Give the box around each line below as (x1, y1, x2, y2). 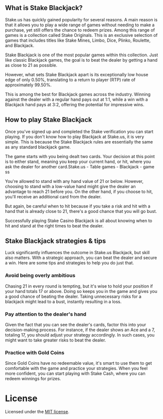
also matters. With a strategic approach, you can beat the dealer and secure (5, 255, 157, 261)
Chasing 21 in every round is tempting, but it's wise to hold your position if (5, 283, 153, 289)
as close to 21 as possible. (5, 62, 57, 68)
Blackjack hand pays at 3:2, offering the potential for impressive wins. (5, 101, 145, 107)
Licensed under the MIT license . (5, 409, 69, 415)
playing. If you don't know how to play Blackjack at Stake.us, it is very (5, 133, 145, 140)
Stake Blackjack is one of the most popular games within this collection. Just (5, 52, 158, 58)
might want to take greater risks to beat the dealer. (5, 337, 106, 343)
